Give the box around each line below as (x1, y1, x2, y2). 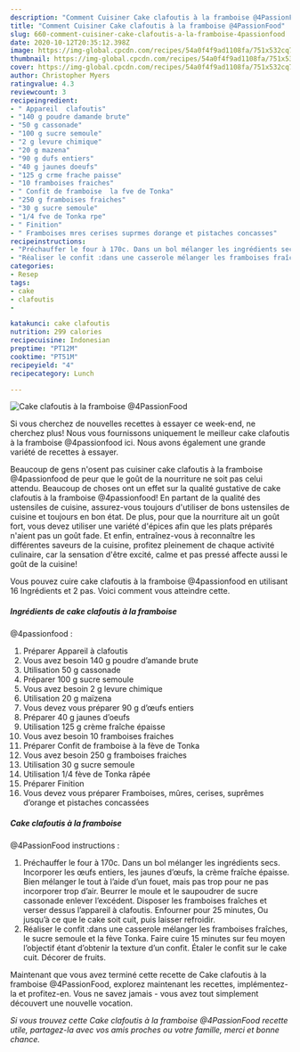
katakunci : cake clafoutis (10, 319, 110, 328)
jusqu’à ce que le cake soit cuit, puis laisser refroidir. (22, 915, 216, 925)
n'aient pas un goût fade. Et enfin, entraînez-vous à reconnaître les (10, 530, 255, 541)
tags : (10, 278, 30, 287)
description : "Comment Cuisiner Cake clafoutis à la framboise (10, 12, 250, 22)
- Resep (10, 270, 39, 279)
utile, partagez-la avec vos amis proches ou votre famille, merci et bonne (10, 1024, 280, 1035)
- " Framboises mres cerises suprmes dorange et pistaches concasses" (10, 228, 278, 237)
